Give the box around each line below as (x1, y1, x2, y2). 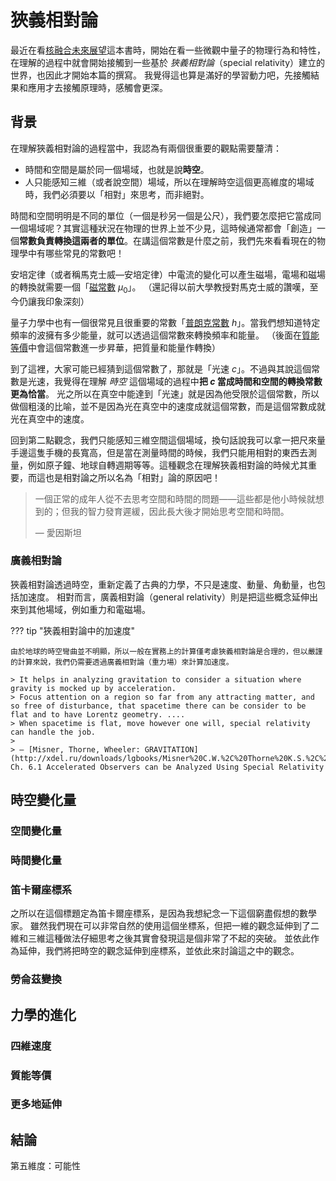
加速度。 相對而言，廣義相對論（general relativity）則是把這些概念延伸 (18, 591, 310, 603)
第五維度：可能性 (10, 1160, 81, 1172)
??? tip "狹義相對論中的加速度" (10, 624, 135, 636)
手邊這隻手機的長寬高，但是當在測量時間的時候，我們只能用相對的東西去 (10, 446, 308, 458)
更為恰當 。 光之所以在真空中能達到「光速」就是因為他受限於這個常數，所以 (10, 387, 320, 400)
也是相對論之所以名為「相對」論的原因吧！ (44, 471, 221, 483)
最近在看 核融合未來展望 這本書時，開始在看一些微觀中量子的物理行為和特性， (10, 44, 326, 56)
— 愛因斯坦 (34, 526, 82, 538)
